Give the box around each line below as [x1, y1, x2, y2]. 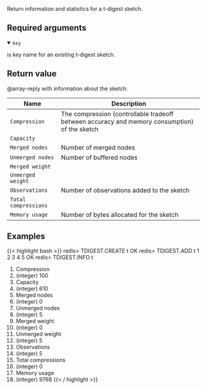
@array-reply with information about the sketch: [7, 85, 128, 92]
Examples [7, 231, 45, 242]
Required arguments [7, 23, 87, 33]
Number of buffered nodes [61, 153, 138, 161]
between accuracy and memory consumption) [61, 117, 194, 126]
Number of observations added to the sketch [61, 186, 190, 194]
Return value [7, 68, 57, 79]
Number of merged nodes [61, 143, 136, 151]
